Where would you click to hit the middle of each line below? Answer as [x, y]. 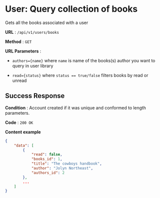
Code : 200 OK [19, 122]
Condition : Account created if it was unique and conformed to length [76, 108]
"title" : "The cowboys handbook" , [67, 164]
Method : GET [18, 41]
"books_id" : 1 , [47, 159]
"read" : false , [47, 155]
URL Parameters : [23, 51]
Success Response [35, 96]
